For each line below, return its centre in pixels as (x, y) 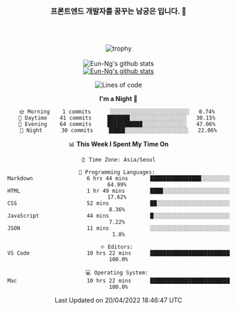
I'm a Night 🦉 (118, 99)
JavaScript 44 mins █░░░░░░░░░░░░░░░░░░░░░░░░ (118, 216)
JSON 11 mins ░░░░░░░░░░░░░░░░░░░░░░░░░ (118, 228)
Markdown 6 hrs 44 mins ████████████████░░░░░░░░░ (118, 179)
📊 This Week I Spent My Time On (118, 144)
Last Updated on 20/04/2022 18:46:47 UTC (118, 300)
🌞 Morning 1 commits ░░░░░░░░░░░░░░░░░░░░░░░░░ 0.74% (117, 112)
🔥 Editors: (117, 247)
